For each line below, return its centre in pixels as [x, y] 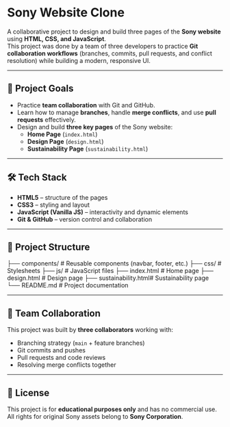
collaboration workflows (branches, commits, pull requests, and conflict [110, 53]
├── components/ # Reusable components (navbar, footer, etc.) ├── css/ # [114, 263]
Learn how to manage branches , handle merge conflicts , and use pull [117, 112]
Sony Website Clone [66, 13]
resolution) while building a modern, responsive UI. [79, 60]
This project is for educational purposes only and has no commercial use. [112, 409]
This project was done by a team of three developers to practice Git [103, 46]
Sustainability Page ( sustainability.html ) [88, 148]
